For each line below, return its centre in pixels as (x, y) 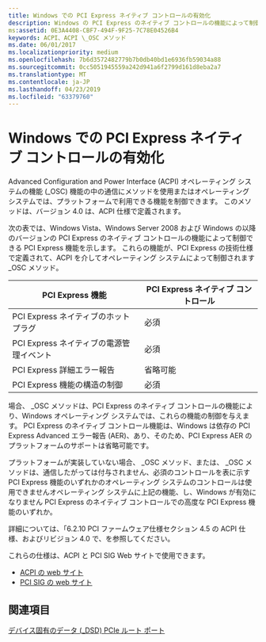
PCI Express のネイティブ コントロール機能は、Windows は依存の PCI (137, 426)
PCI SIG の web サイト (56, 583)
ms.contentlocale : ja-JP (49, 82)
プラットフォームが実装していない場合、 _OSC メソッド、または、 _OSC (126, 462)
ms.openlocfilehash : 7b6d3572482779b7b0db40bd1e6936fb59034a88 (115, 60)
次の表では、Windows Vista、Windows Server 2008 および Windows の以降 (132, 228)
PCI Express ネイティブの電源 (67, 343)
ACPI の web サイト (51, 572)
